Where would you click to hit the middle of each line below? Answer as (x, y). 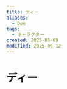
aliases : (17, 18)
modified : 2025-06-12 (34, 46)
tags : (13, 29)
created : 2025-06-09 (33, 40)
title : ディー (23, 12)
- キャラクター (28, 35)
